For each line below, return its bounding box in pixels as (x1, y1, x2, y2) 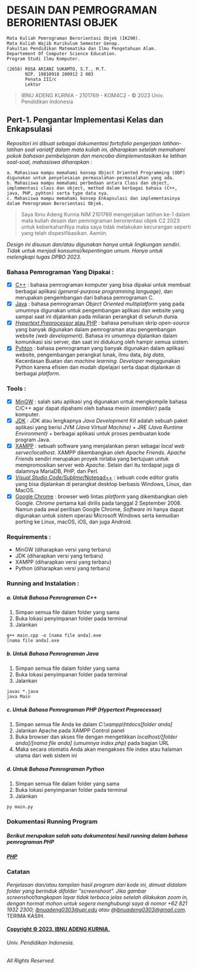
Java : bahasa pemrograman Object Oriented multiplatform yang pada (15, 300, 185, 308)
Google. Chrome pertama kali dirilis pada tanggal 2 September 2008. (15, 499, 182, 506)
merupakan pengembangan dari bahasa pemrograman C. (15, 294, 154, 301)
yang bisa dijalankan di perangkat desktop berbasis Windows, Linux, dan (15, 480, 192, 487)
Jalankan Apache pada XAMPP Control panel (15, 727, 125, 734)
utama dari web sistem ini (15, 752, 77, 759)
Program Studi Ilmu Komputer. (6, 56, 81, 62)
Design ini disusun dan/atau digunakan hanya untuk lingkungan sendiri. (6, 241, 181, 248)
